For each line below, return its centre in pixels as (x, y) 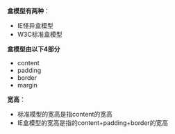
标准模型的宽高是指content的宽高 (65, 114)
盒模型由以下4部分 (34, 49)
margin (27, 85)
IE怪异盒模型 (35, 26)
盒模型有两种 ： (28, 11)
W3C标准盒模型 (40, 34)
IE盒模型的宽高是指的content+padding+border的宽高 (93, 123)
